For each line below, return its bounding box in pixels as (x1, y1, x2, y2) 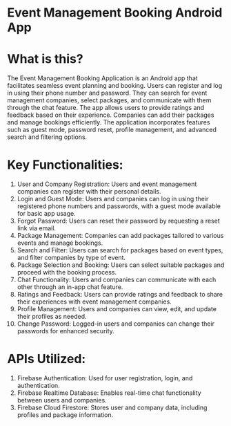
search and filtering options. (7, 133, 88, 141)
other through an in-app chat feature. (17, 283, 123, 291)
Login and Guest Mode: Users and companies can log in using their (17, 195, 209, 203)
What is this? (7, 51, 84, 67)
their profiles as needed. (17, 313, 87, 321)
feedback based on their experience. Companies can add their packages (7, 111, 214, 119)
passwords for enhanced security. (17, 327, 115, 335)
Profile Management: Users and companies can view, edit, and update (17, 305, 217, 313)
